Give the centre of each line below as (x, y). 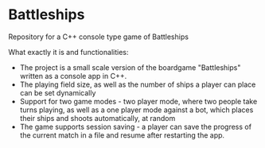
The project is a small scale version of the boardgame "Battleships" (130, 67)
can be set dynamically (58, 92)
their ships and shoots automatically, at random (97, 118)
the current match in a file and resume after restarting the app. (122, 135)
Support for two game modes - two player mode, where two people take (138, 101)
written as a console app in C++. (73, 76)
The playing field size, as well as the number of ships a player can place (138, 84)
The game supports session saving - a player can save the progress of (136, 127)
